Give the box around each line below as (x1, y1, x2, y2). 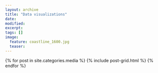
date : (5, 16, 16, 21)
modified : (5, 21, 26, 26)
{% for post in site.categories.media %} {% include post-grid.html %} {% (5, 57, 154, 63)
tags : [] (5, 30, 23, 35)
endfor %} (5, 63, 26, 69)
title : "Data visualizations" (5, 12, 68, 17)
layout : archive (5, 7, 39, 12)
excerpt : (5, 26, 23, 31)
